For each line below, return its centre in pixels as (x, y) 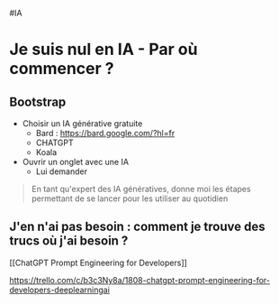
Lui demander (62, 171)
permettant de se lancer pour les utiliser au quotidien (130, 198)
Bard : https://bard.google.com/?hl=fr (105, 133)
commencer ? (62, 69)
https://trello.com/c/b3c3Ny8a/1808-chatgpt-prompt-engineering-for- (139, 280)
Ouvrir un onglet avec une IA (75, 162)
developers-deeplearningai (60, 290)
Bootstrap (38, 101)
